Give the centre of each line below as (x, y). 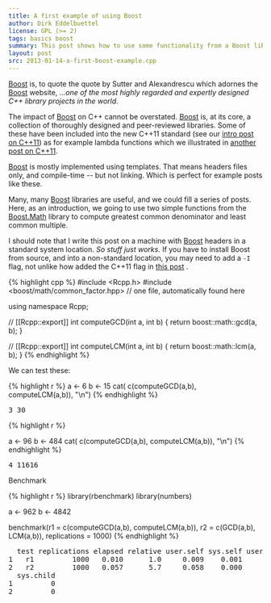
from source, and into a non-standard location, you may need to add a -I (129, 258)
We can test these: (40, 370)
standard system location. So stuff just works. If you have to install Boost (129, 249)
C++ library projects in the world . (63, 101)
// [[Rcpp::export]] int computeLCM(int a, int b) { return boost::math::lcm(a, (132, 346)
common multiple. (38, 225)
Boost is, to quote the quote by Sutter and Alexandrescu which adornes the (133, 84)
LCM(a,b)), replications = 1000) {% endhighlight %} (94, 536)
